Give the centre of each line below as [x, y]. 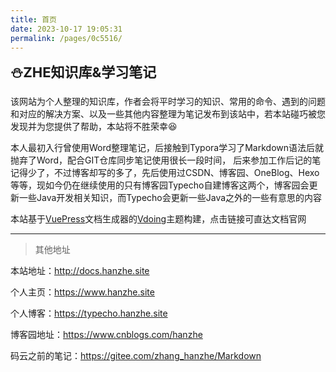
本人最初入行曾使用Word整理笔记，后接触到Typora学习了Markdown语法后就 [167, 148]
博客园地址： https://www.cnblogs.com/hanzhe [106, 335]
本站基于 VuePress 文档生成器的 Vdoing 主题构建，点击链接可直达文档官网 [158, 219]
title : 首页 [33, 19]
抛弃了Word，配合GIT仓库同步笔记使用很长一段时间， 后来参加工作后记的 [161, 160]
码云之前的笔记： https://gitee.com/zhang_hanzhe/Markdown [136, 356]
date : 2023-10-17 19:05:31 [66, 29]
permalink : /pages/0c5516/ [66, 38]
